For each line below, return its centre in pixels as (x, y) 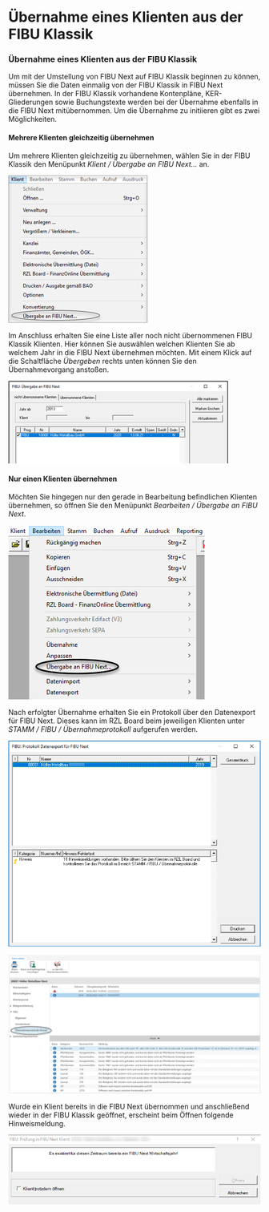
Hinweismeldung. (37, 1123)
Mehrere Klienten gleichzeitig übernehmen (81, 138)
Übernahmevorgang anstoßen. (59, 370)
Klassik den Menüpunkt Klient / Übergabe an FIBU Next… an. (109, 164)
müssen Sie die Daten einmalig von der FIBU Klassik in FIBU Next (116, 85)
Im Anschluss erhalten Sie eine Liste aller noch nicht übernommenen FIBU (130, 335)
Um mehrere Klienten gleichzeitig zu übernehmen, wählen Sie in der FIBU (129, 156)
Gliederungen (31, 102)
